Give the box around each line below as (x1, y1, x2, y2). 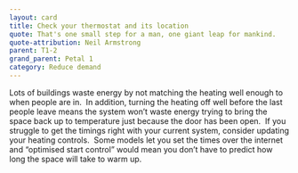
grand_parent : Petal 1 (9, 54, 93, 63)
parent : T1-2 (9, 46, 58, 55)
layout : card (9, 12, 58, 22)
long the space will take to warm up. (9, 153, 142, 164)
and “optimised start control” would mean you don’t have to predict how (9, 144, 273, 154)
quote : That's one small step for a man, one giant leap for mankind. (9, 29, 277, 38)
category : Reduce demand (9, 63, 101, 72)
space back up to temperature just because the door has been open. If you (9, 115, 286, 126)
